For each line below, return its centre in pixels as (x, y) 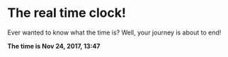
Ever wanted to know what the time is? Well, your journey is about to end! (114, 32)
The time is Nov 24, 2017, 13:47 (54, 46)
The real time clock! (67, 13)
